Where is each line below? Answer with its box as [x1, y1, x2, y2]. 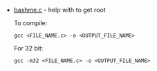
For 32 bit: [13, 44, 44, 52]
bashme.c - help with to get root [13, 6, 106, 14]
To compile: [13, 19, 48, 27]
